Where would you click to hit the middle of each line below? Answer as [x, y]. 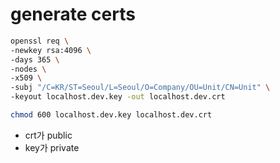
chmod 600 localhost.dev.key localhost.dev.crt [111, 115]
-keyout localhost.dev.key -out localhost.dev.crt [118, 97]
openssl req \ [40, 41]
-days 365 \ [35, 59]
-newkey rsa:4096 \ [51, 50]
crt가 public [48, 135]
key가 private [52, 147]
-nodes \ [28, 69]
